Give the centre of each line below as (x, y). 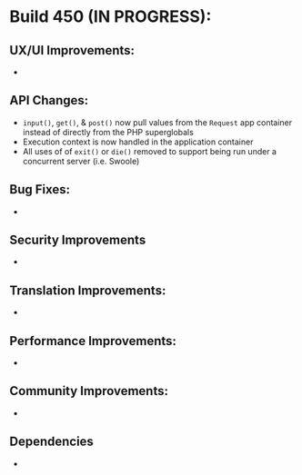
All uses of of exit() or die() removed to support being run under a (150, 151)
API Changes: (49, 100)
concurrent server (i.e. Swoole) (81, 161)
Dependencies (51, 442)
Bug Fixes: (40, 189)
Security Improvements (78, 240)
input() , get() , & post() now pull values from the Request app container (157, 122)
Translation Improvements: (88, 290)
